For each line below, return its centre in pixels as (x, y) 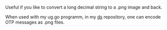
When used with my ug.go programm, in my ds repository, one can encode (83, 17)
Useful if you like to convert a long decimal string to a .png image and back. (84, 7)
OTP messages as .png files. (35, 22)
